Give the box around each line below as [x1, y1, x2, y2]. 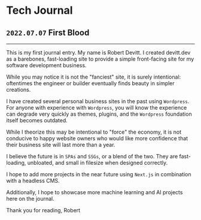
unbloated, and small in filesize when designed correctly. [27, 159, 168, 166]
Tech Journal [6, 4, 73, 17]
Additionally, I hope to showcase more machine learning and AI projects [6, 189, 183, 195]
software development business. [6, 62, 87, 69]
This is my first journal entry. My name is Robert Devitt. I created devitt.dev [6, 49, 191, 56]
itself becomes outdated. [6, 117, 68, 123]
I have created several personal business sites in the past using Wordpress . [6, 98, 190, 105]
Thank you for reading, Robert [6, 207, 81, 213]
